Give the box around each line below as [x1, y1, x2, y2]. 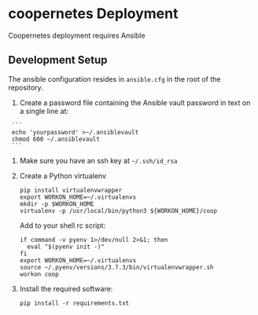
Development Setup [8, 53, 108, 67]
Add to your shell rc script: [19, 221, 106, 230]
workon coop [19, 270, 59, 278]
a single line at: [19, 106, 69, 115]
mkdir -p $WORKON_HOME [19, 200, 94, 208]
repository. [8, 82, 43, 92]
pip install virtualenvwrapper [19, 186, 123, 194]
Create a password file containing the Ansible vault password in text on [19, 97, 251, 107]
